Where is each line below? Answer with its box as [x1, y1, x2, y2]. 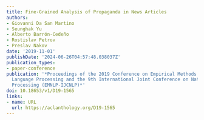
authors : [6, 15, 29, 21]
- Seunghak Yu [6, 25, 42, 32]
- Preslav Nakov [6, 43, 47, 49]
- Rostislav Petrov [6, 37, 56, 43]
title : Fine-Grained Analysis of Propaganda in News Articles [6, 8, 167, 15]
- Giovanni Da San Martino [6, 20, 75, 26]
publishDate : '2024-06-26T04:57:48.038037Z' [6, 54, 121, 60]
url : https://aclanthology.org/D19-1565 [12, 104, 115, 111]
